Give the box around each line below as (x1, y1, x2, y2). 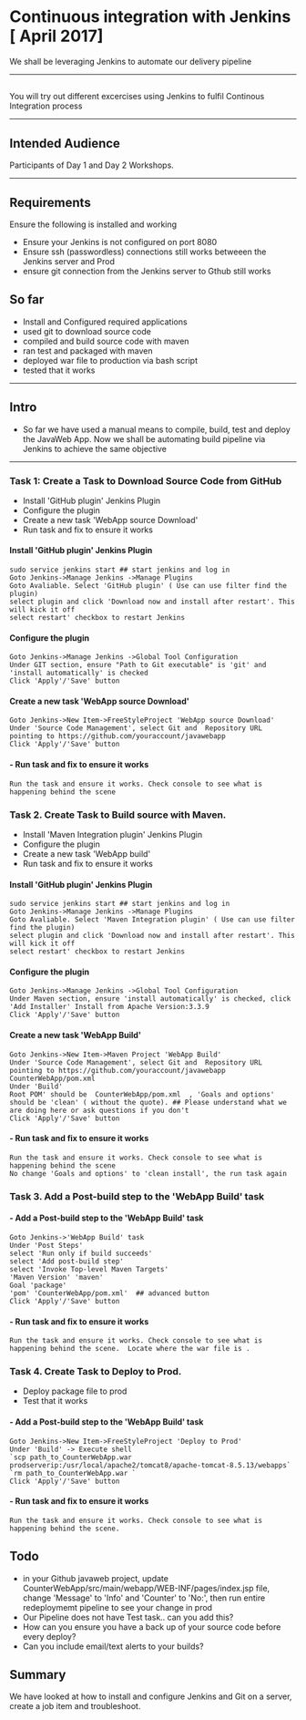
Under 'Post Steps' (9, 1241, 84, 1250)
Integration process (9, 100, 83, 111)
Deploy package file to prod (22, 1385, 127, 1396)
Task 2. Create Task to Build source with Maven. (9, 809, 227, 821)
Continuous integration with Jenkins (9, 6, 291, 27)
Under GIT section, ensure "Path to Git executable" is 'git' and (9, 661, 267, 670)
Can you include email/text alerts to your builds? (22, 1641, 204, 1652)
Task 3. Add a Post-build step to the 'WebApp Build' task (9, 1190, 265, 1202)
